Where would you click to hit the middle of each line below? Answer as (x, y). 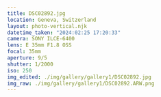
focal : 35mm (24, 52)
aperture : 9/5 (27, 58)
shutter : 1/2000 (30, 64)
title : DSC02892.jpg (37, 13)
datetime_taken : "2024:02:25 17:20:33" (64, 32)
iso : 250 (20, 70)
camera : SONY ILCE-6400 (41, 39)
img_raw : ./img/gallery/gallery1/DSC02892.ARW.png (81, 83)
